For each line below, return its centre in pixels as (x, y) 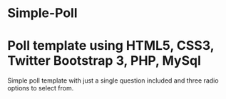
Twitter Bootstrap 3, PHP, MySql (104, 61)
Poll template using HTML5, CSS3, (111, 46)
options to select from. (41, 88)
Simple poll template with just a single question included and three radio (113, 80)
